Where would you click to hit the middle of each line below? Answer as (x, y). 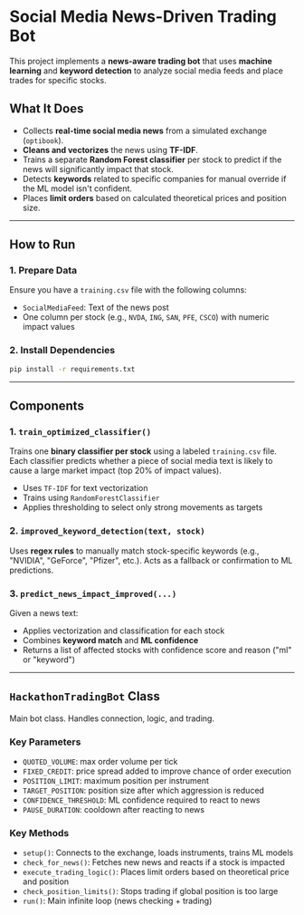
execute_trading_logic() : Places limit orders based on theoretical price (156, 872)
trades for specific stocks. (58, 80)
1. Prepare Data (43, 271)
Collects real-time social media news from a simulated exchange (144, 130)
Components (47, 406)
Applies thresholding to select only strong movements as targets (142, 507)
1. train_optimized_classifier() (81, 431)
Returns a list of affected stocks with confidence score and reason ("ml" (157, 650)
